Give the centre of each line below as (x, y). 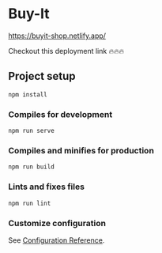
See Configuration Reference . (57, 240)
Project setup (42, 76)
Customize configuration (57, 223)
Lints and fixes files (47, 187)
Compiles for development (60, 114)
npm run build (32, 167)
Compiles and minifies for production (81, 150)
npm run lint (30, 203)
